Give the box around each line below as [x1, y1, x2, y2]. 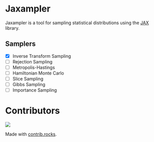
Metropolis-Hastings [12, 64, 55, 70]
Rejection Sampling [12, 58, 53, 64]
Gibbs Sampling [12, 82, 46, 88]
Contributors [5, 105, 60, 116]
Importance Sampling [12, 87, 57, 93]
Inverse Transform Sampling [12, 53, 71, 59]
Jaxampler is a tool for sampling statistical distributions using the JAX [5, 20, 149, 26]
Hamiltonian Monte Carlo [12, 70, 64, 76]
